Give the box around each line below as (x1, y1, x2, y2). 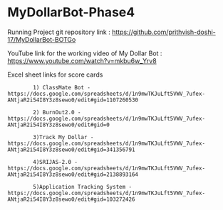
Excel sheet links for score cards (7, 70, 103, 79)
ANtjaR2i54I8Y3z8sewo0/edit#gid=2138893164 (7, 171, 139, 178)
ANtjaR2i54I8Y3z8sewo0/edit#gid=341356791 (7, 146, 135, 153)
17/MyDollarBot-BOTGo (7, 35, 76, 43)
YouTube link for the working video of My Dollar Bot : (7, 49, 162, 57)
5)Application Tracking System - (33, 183, 133, 190)
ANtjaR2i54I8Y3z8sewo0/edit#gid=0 (7, 121, 110, 128)
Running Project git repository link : (7, 28, 110, 36)
